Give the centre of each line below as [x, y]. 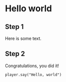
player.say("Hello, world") [33, 75]
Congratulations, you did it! [32, 66]
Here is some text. [23, 38]
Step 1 [15, 27]
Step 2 [15, 54]
